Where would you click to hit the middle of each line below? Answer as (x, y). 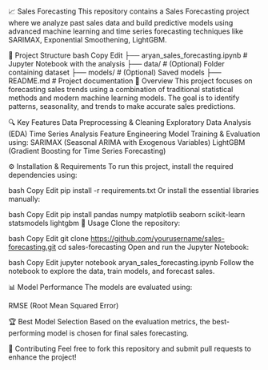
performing (27, 333)
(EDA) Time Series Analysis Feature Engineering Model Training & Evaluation (134, 134)
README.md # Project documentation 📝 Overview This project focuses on (131, 81)
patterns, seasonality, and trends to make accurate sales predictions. (122, 106)
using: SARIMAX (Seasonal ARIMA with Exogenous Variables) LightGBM (127, 142)
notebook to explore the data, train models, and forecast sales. (112, 271)
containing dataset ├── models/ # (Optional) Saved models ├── (115, 72)
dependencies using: (43, 175)
